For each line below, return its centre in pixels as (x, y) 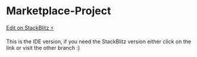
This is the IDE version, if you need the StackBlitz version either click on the (99, 41)
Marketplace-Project (59, 11)
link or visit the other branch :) (43, 47)
